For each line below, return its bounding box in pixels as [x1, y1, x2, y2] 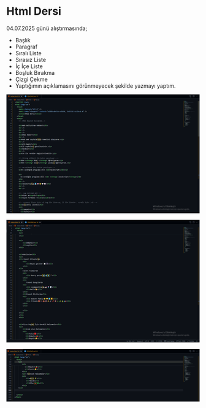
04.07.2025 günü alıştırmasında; [6, 25, 88, 32]
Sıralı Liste [15, 49, 42, 56]
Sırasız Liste [15, 56, 47, 63]
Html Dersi [6, 4, 61, 18]
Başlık [15, 36, 31, 44]
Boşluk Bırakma [15, 69, 55, 76]
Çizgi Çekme [15, 75, 48, 83]
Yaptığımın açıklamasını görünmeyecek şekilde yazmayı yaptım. [15, 82, 176, 90]
